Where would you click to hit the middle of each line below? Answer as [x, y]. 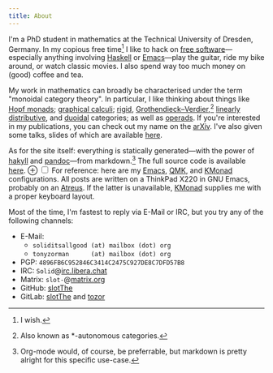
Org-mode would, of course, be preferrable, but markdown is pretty [134, 351]
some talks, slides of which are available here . [85, 135]
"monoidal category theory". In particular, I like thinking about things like [129, 99]
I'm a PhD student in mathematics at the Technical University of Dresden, [131, 39]
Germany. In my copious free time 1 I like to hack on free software [117, 48]
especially [26, 58]
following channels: [41, 221]
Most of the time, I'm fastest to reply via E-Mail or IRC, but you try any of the [136, 212]
